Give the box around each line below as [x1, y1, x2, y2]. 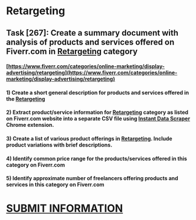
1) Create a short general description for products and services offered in [6, 89, 189, 96]
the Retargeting [6, 95, 45, 102]
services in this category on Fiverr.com [6, 181, 104, 188]
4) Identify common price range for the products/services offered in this [6, 155, 187, 162]
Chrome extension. [6, 122, 54, 129]
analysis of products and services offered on [6, 37, 175, 47]
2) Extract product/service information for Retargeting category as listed [6, 109, 189, 116]
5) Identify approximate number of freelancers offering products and [6, 175, 178, 182]
